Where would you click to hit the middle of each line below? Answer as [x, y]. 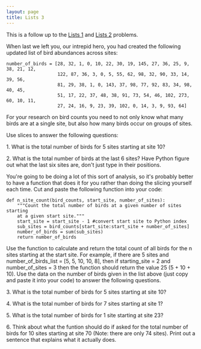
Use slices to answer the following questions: [62, 135]
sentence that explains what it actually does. [61, 339]
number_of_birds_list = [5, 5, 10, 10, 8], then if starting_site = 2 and [88, 261]
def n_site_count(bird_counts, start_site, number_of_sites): [86, 200]
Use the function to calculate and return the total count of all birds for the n [99, 248]
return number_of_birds [47, 237]
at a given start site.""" [51, 216]
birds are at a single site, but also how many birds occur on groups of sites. [99, 123]
